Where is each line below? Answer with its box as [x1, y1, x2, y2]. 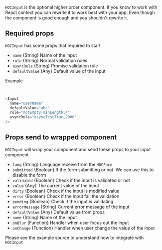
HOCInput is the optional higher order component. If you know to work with [5, 4, 158, 10]
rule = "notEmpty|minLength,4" [9, 110, 70, 115]
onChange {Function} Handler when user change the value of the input [12, 225, 155, 231]
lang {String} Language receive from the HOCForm [12, 161, 113, 167]
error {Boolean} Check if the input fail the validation [12, 193, 120, 199]
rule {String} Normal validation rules [12, 57, 88, 63]
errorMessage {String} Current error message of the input [12, 204, 130, 210]
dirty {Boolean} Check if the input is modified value [12, 188, 120, 194]
